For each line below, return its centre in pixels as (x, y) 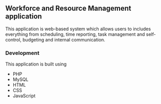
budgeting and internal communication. (64, 39)
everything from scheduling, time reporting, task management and (75, 34)
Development (22, 53)
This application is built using (36, 64)
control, (14, 39)
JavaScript (24, 96)
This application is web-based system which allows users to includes (78, 29)
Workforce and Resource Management (68, 8)
